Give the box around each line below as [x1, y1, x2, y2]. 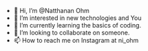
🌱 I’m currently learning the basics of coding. [13, 21, 142, 29]
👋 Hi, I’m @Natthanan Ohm [13, 7, 89, 14]
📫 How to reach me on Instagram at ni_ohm [13, 37, 139, 44]
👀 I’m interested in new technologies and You [13, 14, 142, 22]
